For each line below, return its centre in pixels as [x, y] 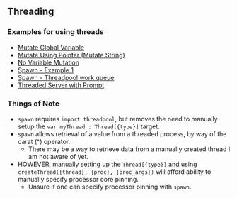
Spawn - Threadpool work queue [66, 77]
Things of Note [34, 104]
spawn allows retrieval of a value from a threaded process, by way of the [122, 133]
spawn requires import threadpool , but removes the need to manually [117, 119]
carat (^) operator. [44, 141]
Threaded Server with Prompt [61, 85]
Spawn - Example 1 [46, 70]
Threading [31, 12]
